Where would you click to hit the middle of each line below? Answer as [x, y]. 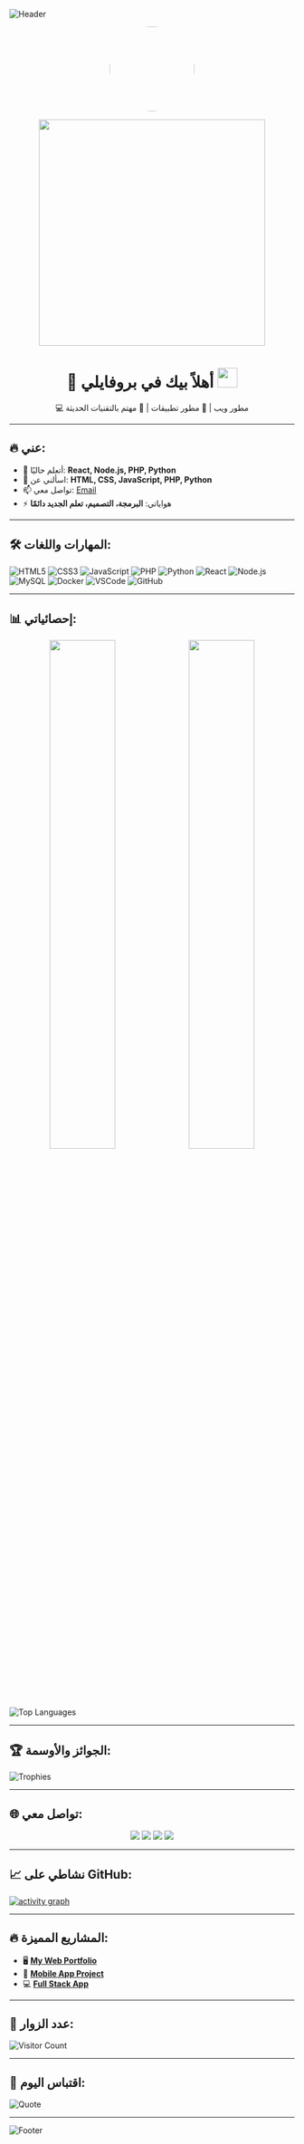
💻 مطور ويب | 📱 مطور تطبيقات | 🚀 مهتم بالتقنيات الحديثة [152, 407]
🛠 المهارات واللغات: [60, 545]
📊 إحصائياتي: [43, 619]
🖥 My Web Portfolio [60, 1960]
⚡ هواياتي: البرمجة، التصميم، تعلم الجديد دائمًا [97, 503]
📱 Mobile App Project [63, 1973]
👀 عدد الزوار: [42, 2024]
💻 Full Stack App [55, 1984]
